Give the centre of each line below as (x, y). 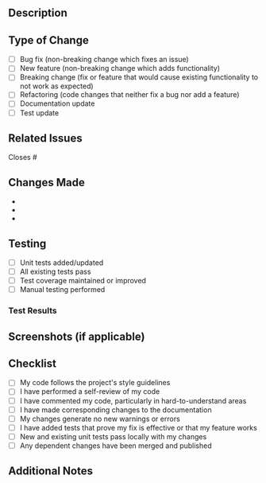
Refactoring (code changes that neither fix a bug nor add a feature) (129, 95)
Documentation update (57, 103)
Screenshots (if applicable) (77, 336)
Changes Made (46, 182)
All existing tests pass (55, 272)
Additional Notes (51, 471)
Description (38, 13)
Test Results (33, 311)
